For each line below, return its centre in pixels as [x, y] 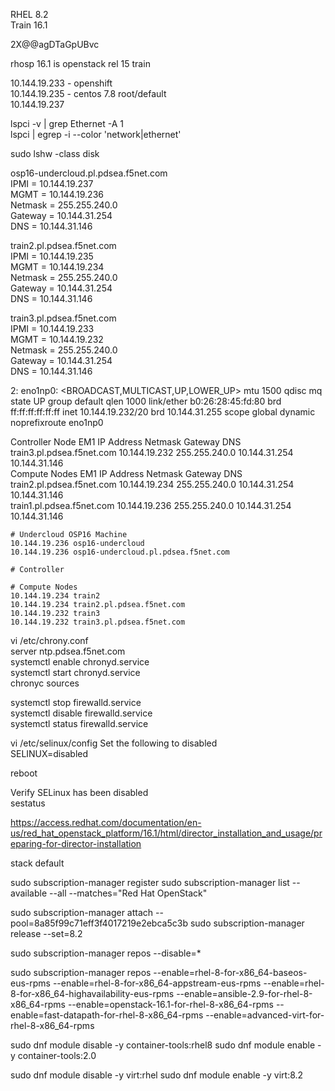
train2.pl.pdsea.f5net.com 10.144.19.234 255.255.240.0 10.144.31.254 [152, 484]
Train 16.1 [29, 25]
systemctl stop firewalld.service [76, 702]
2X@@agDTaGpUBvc [55, 44]
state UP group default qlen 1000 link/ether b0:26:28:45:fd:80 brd [146, 401]
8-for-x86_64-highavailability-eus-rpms [92, 993]
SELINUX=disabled [49, 753]
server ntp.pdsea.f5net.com [68, 651]
